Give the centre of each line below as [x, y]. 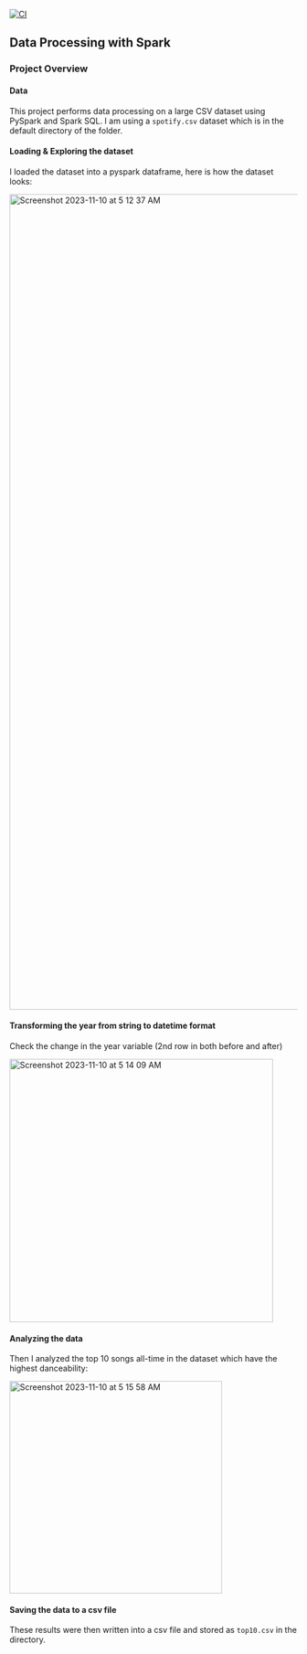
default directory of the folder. [66, 130]
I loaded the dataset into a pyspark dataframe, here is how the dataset [142, 171]
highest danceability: [49, 1368]
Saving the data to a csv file [63, 1609]
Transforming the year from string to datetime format [113, 1026]
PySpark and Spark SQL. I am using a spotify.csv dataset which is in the [147, 121]
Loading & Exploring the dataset [72, 152]
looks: [21, 181]
